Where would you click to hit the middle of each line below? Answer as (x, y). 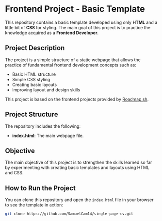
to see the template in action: (34, 205)
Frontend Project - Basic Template (75, 9)
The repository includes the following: (43, 126)
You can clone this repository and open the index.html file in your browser (79, 200)
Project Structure (32, 114)
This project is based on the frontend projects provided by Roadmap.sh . (77, 99)
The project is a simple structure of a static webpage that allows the (73, 60)
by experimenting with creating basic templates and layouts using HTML (77, 168)
